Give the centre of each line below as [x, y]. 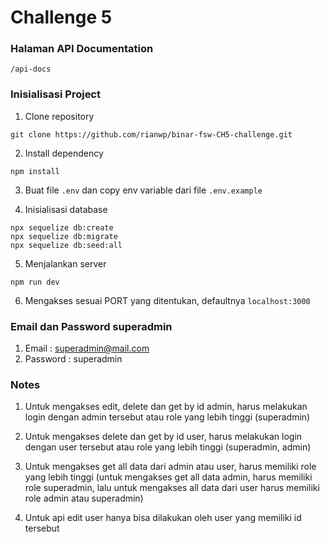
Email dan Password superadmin [91, 326]
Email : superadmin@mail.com [87, 348]
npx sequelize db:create [62, 227]
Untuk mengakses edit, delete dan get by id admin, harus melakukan [166, 407]
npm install [35, 171]
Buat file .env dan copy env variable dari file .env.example [143, 190]
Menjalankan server [65, 263]
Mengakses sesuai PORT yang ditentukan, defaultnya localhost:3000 [167, 300]
